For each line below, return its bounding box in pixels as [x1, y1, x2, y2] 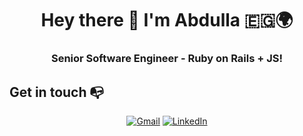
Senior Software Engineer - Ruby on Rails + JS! [50, 52, 284, 66]
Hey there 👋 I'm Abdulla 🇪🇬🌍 [40, 9, 294, 32]
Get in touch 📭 [9, 83, 105, 101]
